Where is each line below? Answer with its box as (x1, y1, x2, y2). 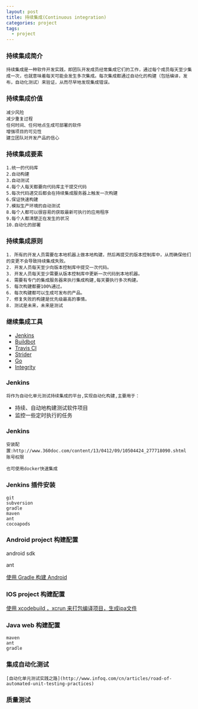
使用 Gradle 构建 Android (6, 573, 67, 581)
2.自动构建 (6, 171, 30, 177)
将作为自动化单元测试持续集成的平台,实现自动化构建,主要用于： (6, 392, 140, 399)
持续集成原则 (6, 237, 43, 245)
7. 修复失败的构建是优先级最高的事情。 (6, 296, 90, 302)
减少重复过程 (6, 116, 33, 122)
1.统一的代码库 (6, 165, 39, 171)
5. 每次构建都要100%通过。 (6, 284, 65, 290)
